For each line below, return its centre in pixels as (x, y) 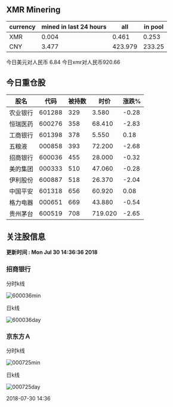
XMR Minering (33, 10)
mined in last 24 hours (74, 26)
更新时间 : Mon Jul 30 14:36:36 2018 (52, 252)
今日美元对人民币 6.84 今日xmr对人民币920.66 (63, 62)
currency (22, 26)
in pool (154, 26)
